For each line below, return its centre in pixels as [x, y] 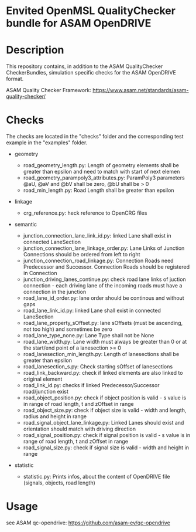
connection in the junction [55, 292]
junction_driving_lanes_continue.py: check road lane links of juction [104, 279]
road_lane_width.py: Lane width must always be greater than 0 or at [105, 342]
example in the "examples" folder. [47, 143]
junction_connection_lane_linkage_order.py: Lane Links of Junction [104, 248]
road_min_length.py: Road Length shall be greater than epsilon [99, 190]
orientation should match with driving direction [80, 429]
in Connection [40, 273]
